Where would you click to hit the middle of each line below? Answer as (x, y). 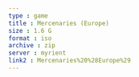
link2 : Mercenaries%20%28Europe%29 (69, 61)
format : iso (30, 38)
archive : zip (32, 46)
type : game (28, 16)
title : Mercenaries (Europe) (59, 23)
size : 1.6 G (30, 30)
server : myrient (37, 53)
